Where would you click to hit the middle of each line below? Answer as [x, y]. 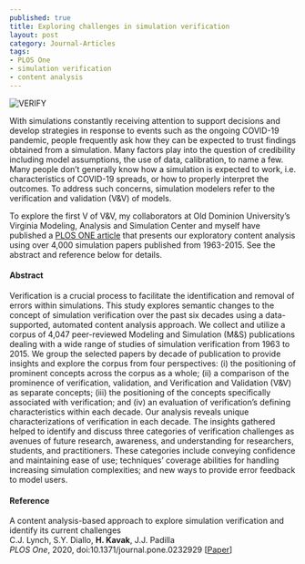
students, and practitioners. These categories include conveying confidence [152, 450]
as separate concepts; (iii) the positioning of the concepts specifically [140, 392]
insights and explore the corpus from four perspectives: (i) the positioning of [153, 363]
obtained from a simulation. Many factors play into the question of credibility [152, 149]
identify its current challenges [65, 530]
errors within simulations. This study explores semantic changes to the [142, 305]
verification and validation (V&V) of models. [91, 198]
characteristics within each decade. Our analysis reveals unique [129, 412]
